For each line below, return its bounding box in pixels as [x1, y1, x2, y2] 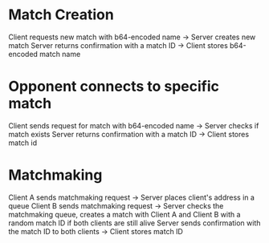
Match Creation [8, 6, 114, 24]
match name [39, 49, 81, 59]
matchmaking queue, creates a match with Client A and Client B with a [8, 209, 241, 219]
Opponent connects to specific [8, 78, 219, 95]
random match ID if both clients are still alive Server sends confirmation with [8, 218, 261, 228]
